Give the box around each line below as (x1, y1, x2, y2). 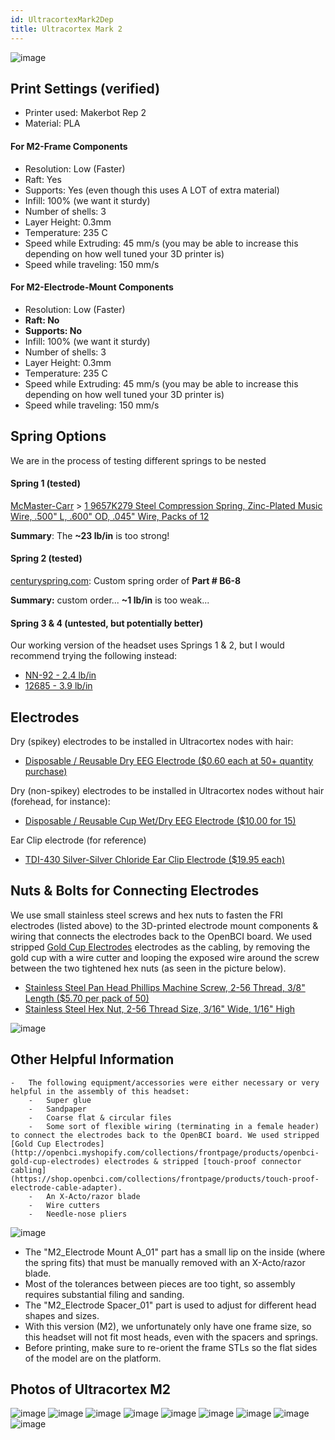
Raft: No (24, 314, 60, 326)
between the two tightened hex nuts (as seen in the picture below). (10, 962, 287, 974)
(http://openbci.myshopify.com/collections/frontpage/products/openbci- (10, 1147, 320, 1158)
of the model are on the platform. (24, 1352, 162, 1364)
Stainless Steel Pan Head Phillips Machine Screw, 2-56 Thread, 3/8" (24, 981, 306, 993)
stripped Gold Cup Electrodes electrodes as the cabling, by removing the (10, 941, 311, 953)
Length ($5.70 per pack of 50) (24, 992, 150, 1004)
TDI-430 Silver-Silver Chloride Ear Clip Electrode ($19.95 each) (24, 853, 286, 865)
